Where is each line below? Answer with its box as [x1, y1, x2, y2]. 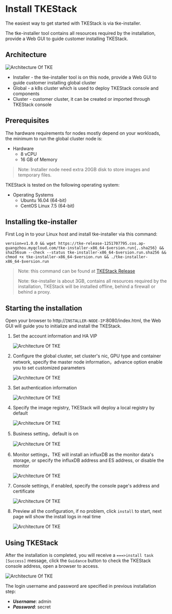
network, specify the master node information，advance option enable [12, 359, 163, 365]
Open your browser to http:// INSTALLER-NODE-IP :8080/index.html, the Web [5, 317, 161, 324]
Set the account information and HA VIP [12, 333, 98, 339]
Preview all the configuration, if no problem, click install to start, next [12, 508, 162, 514]
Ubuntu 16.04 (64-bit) [20, 197, 67, 203]
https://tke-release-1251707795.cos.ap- [58, 241, 146, 246]
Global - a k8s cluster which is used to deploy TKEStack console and [12, 85, 159, 91]
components [12, 91, 40, 97]
